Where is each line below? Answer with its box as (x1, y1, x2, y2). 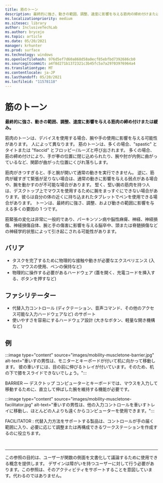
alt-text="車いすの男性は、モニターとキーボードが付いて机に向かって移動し (5, 358, 156, 364)
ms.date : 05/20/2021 (5, 39, 47, 44)
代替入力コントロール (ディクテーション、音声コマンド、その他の (12, 305, 142, 311)
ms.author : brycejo (5, 30, 45, 34)
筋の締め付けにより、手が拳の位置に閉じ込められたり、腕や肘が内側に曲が (5, 153, 154, 159)
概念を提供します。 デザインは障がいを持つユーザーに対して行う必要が (9, 461, 150, 466)
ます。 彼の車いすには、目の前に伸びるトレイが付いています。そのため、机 (5, 364, 154, 370)
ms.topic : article (5, 34, 42, 39)
